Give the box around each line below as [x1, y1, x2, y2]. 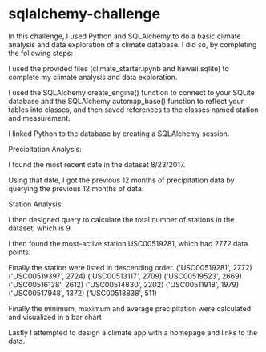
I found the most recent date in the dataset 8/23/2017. [8, 159, 186, 169]
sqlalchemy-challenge [8, 5, 161, 23]
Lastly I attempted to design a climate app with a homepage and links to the [8, 327, 258, 337]
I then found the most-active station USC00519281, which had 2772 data [8, 238, 248, 248]
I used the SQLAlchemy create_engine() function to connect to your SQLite [8, 87, 255, 97]
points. [8, 247, 31, 257]
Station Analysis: [8, 199, 64, 209]
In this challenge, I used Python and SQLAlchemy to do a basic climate [8, 31, 242, 41]
